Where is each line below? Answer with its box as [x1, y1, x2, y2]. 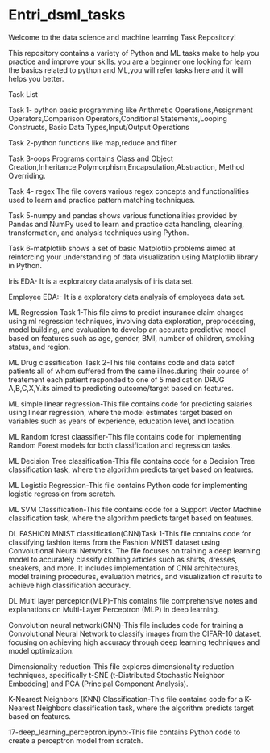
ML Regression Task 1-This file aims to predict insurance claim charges [8, 307, 244, 317]
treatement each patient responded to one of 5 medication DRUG [8, 374, 225, 385]
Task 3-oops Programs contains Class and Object [8, 154, 173, 163]
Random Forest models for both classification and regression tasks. [8, 440, 232, 450]
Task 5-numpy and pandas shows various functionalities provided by [8, 210, 238, 220]
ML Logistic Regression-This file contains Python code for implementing [8, 480, 248, 490]
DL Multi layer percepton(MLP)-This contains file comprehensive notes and [8, 595, 258, 605]
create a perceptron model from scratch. [8, 735, 143, 745]
